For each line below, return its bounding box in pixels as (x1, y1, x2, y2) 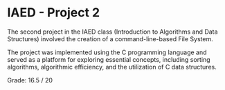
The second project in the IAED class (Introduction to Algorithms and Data (7, 27, 218, 36)
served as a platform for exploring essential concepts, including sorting (7, 55, 210, 63)
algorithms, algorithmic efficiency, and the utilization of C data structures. (7, 63, 217, 71)
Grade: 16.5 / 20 (7, 76, 53, 84)
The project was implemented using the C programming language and (7, 48, 207, 56)
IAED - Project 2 (7, 5, 100, 21)
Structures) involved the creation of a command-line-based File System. (7, 34, 213, 43)
